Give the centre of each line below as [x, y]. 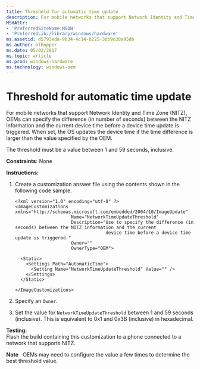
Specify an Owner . [36, 301]
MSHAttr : [17, 23]
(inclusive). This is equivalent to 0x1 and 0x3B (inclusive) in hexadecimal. [104, 319]
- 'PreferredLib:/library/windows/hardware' [62, 34]
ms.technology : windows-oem [41, 67]
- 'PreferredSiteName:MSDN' [41, 28]
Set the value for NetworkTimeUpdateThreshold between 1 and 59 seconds [104, 312]
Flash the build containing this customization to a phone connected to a [94, 337]
